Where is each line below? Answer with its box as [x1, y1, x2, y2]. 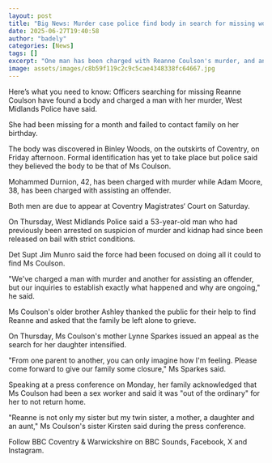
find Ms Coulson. [8, 258, 66, 268]
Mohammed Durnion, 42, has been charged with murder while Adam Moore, [8, 176, 263, 186]
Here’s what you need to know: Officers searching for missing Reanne [8, 87, 241, 96]
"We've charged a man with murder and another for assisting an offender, [8, 274, 254, 283]
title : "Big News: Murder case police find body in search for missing [8, 19, 255, 28]
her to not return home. [8, 397, 87, 406]
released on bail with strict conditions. [8, 234, 136, 244]
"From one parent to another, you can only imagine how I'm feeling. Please [8, 355, 257, 365]
